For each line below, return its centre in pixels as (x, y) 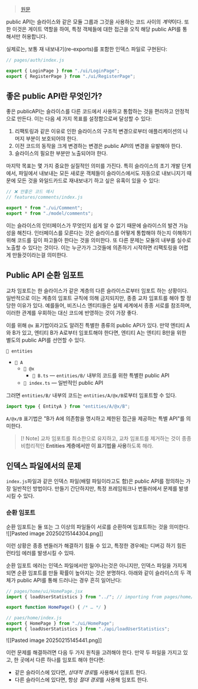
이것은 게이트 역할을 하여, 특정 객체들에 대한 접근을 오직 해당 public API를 (97, 29)
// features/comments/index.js (44, 197)
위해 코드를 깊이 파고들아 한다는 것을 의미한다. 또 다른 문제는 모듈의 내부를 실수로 (99, 240)
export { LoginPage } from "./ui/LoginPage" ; (63, 71)
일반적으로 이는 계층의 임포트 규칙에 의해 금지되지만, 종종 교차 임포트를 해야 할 (96, 298)
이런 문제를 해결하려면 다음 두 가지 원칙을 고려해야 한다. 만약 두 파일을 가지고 (94, 652)
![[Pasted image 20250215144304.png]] (55, 533)
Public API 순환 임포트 (45, 276)
